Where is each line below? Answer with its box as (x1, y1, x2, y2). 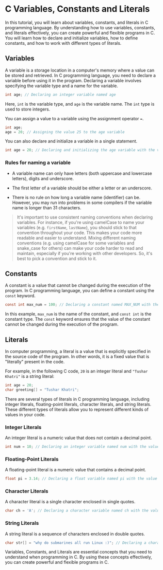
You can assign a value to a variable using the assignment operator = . (5, 115, 144, 121)
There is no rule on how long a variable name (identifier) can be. (12, 194, 141, 200)
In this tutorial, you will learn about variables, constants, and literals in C (5, 19, 149, 25)
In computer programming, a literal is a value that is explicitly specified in (5, 349, 151, 354)
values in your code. (5, 411, 46, 417)
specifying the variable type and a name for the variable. (5, 83, 118, 89)
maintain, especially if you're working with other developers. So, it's (16, 250, 153, 256)
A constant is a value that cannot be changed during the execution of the (5, 282, 151, 288)
